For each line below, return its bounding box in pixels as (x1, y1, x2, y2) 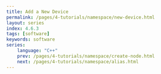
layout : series (6, 20, 45, 26)
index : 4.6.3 (6, 25, 39, 32)
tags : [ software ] (6, 31, 50, 37)
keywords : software (6, 36, 55, 42)
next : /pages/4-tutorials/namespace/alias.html (17, 58, 139, 64)
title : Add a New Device (6, 8, 69, 15)
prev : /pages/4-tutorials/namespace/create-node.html (17, 53, 155, 59)
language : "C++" (17, 48, 58, 54)
